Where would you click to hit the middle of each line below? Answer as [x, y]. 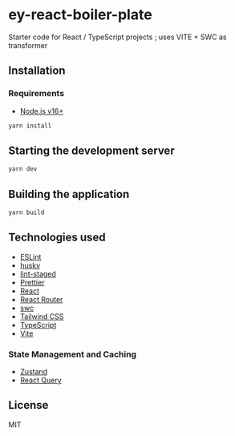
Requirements [36, 94]
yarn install [30, 126]
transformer [28, 45]
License [28, 405]
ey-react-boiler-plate [80, 15]
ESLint [30, 256]
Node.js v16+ [42, 111]
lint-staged [38, 273]
